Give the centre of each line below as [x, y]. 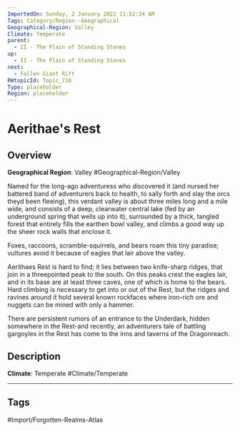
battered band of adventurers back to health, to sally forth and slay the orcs [119, 194]
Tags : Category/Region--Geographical [64, 21]
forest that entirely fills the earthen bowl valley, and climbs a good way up [116, 224]
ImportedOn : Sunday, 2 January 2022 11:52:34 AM [81, 14]
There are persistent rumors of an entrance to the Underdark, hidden [109, 319]
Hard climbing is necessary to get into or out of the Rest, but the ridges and [118, 290]
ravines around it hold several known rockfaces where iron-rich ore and [113, 298]
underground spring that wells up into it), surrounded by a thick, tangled [113, 217]
